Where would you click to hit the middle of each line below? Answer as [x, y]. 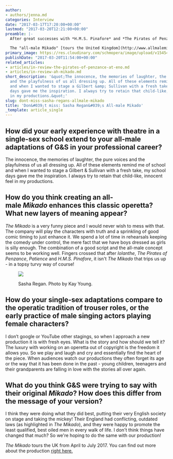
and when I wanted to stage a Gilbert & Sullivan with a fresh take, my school [85, 170]
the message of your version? [54, 401]
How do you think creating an [53, 198]
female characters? [37, 324]
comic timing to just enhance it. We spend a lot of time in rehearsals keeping [86, 236]
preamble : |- [19, 34]
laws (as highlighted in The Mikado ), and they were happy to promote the [83, 425]
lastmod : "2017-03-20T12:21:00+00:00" [47, 29]
